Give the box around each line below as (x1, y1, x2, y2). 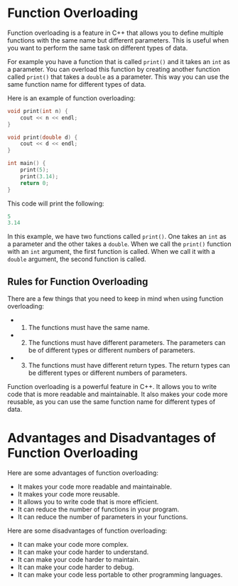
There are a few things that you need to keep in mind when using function (7, 294, 224, 303)
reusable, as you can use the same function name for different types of (7, 398, 215, 406)
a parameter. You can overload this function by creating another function (7, 65, 220, 73)
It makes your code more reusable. (17, 490, 120, 499)
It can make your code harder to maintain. (17, 555, 141, 564)
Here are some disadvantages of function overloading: (7, 526, 168, 535)
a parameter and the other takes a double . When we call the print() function (7, 240, 232, 248)
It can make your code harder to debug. (17, 563, 134, 572)
